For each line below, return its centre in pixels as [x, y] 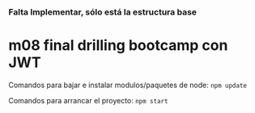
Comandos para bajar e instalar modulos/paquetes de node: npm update [127, 85]
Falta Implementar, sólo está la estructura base [102, 12]
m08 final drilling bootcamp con [118, 46]
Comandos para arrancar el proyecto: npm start [88, 100]
